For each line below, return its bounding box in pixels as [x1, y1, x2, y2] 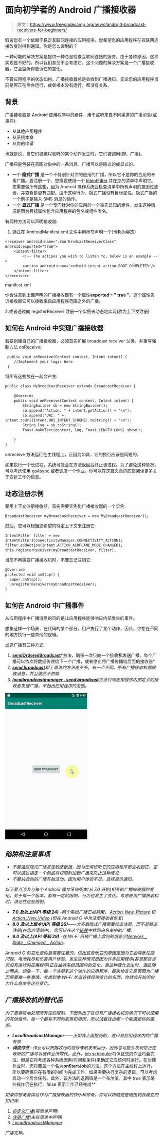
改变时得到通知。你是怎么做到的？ [9, 43, 78, 49]
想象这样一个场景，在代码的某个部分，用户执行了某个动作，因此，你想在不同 [5, 625, 159, 632]
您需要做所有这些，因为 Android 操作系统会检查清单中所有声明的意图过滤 [12, 183, 159, 189]
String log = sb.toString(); [22, 422, 82, 427]
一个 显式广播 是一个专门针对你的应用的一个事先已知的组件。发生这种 [12, 202, 151, 208]
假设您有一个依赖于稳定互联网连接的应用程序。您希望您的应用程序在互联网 [5, 37, 154, 43]
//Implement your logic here [14, 359, 73, 364]
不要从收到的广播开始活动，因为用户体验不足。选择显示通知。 [12, 876, 136, 882]
